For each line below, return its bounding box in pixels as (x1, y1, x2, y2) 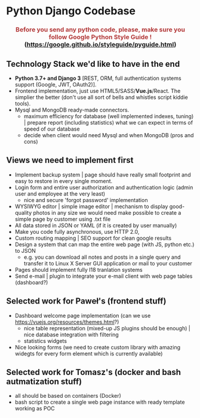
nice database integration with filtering (23, 331, 119, 338)
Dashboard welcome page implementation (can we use (14, 312, 151, 319)
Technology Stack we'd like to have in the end (6, 58, 180, 69)
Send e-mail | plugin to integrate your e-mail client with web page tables (14, 273, 193, 280)
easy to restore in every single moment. (14, 177, 113, 184)
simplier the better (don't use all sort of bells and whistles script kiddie (14, 94, 188, 101)
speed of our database (23, 125, 80, 132)
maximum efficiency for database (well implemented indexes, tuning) (23, 112, 194, 120)
